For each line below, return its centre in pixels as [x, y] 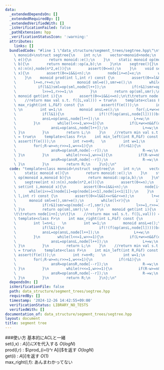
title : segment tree [26, 323]
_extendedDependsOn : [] [33, 14]
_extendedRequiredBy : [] [35, 19]
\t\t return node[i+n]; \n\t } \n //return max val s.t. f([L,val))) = [87, 214]
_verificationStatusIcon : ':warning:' [49, 37]
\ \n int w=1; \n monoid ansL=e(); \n [66, 110]
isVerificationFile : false [37, 287]
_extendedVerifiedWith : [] [37, 23]
